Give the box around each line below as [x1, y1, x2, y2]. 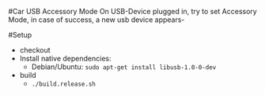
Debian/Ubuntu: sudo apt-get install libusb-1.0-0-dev [31, 62, 217, 71]
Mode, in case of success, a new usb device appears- [8, 15, 185, 24]
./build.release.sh [31, 80, 97, 88]
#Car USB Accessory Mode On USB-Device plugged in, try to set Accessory [8, 7, 257, 16]
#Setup [8, 31, 32, 39]
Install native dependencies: [19, 54, 112, 63]
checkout [19, 46, 51, 54]
